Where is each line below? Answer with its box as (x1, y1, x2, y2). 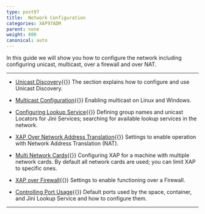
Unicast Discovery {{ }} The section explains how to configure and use (15, 78, 190, 86)
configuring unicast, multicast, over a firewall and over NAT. (6, 61, 157, 68)
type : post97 (6, 9, 40, 15)
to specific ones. (15, 164, 57, 172)
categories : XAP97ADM (6, 20, 62, 26)
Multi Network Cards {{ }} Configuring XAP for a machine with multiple (15, 152, 190, 159)
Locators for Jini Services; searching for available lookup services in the (15, 115, 197, 122)
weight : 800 (6, 32, 37, 38)
